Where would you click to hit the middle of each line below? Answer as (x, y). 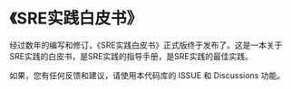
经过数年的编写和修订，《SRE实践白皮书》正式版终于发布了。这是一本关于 (146, 45)
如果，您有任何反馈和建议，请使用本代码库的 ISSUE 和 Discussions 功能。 (147, 75)
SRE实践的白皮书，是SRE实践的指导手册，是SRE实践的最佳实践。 (131, 56)
